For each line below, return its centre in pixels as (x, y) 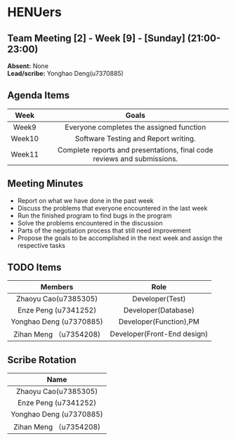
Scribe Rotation (42, 360)
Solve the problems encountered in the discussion (90, 223)
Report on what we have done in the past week (85, 200)
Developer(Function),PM (159, 322)
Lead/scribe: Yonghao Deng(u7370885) (66, 73)
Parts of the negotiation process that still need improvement (104, 230)
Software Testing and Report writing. (135, 138)
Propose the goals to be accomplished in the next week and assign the (120, 238)
